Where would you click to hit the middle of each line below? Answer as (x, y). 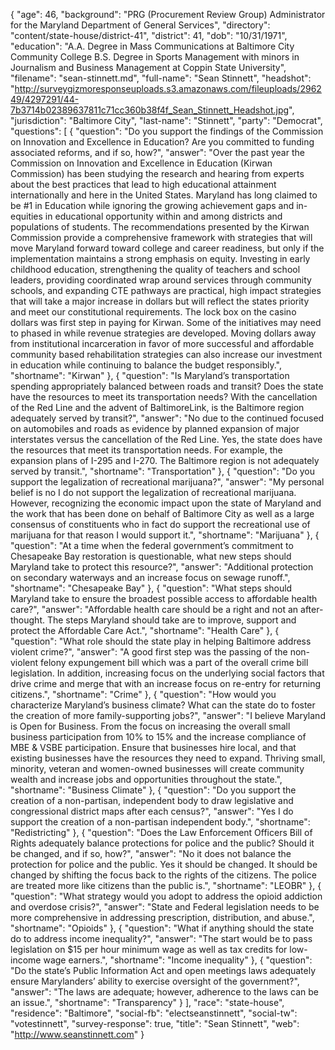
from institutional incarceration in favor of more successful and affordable (162, 343)
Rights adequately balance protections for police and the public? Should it (162, 843)
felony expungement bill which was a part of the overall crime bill (174, 662)
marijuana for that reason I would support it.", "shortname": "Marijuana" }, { (165, 535)
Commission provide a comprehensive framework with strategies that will (161, 237)
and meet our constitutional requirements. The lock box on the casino (153, 312)
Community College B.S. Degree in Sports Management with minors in (155, 57)
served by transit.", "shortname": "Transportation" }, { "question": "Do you (163, 471)
